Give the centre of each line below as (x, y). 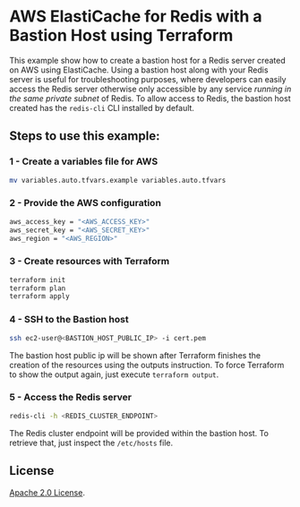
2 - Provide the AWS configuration (85, 203)
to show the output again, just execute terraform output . (114, 374)
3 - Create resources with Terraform (90, 262)
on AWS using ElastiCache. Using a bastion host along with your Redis (139, 70)
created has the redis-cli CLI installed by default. (102, 107)
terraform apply (39, 296)
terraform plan (38, 288)
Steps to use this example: (85, 136)
